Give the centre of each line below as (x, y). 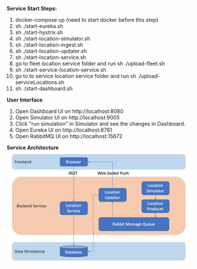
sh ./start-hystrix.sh (39, 32)
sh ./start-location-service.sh (51, 57)
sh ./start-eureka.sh (39, 26)
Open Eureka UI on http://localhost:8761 (64, 130)
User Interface (25, 100)
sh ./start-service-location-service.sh (61, 70)
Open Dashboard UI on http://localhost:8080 (69, 111)
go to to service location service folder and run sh (76, 76)
